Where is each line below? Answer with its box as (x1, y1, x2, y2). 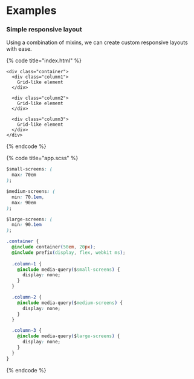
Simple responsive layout (6, 25, 83, 34)
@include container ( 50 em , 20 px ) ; (11, 244, 96, 250)
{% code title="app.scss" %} (6, 155, 79, 162)
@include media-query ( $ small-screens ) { (17, 267, 120, 273)
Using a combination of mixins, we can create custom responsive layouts (6, 39, 189, 46)
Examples (6, 4, 57, 18)
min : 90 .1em (11, 222, 42, 228)
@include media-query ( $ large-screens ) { (17, 333, 120, 339)
